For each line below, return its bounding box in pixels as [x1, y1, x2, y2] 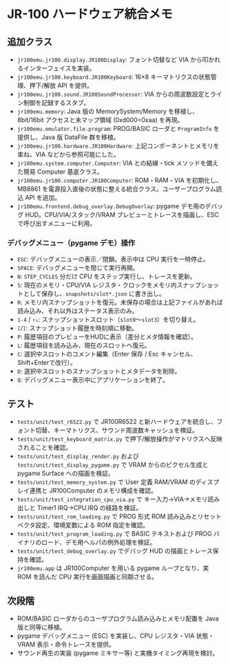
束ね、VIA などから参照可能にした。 [17, 150, 120, 159]
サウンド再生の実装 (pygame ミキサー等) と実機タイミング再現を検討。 [17, 649, 219, 657]
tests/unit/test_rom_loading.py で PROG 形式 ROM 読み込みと [17, 512, 198, 521]
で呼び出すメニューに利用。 [17, 219, 96, 228]
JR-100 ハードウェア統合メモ [7, 6, 174, 22]
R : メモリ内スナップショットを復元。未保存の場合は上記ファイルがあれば [17, 298, 223, 307]
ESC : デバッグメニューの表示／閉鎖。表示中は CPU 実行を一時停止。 [17, 255, 209, 263]
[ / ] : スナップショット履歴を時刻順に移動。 [17, 324, 138, 332]
